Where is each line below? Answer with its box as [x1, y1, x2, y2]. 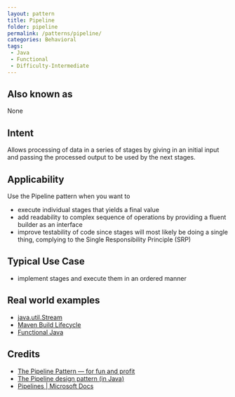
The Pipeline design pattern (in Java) [17, 374, 125, 382]
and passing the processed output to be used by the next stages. [7, 153, 196, 162]
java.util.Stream [17, 313, 63, 321]
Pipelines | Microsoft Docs [17, 382, 94, 390]
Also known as [7, 88, 73, 100]
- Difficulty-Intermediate [10, 62, 90, 69]
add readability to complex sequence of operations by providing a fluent [17, 213, 227, 221]
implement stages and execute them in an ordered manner [17, 274, 187, 282]
